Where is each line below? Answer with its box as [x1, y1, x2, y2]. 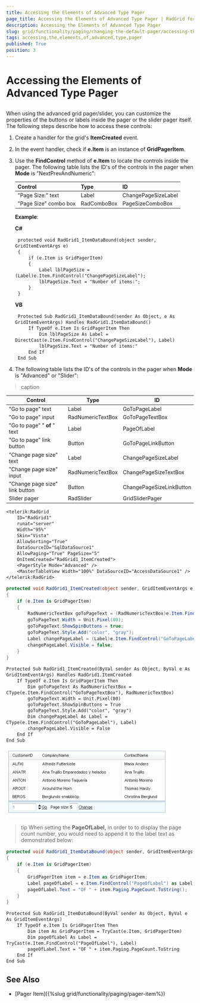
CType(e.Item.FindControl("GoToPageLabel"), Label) [6, 719, 137, 726]
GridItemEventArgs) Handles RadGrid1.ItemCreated [6, 672, 132, 678]
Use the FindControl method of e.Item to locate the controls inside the [14, 157, 189, 164]
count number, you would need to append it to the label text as [20, 830, 174, 837]
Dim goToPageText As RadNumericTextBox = [27, 684, 132, 690]
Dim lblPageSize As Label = [39, 331, 109, 337]
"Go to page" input [8, 413, 55, 420]
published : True [6, 41, 46, 47]
